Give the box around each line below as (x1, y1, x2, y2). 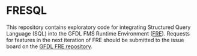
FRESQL (6, 4, 47, 17)
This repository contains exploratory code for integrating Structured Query (6, 23, 191, 31)
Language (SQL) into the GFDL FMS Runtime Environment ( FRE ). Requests (6, 30, 190, 37)
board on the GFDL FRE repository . (6, 43, 92, 50)
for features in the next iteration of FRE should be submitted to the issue (6, 36, 184, 43)
